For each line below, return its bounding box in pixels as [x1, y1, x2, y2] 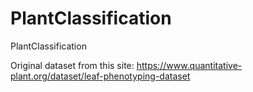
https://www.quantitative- [136, 59, 243, 71]
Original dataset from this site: [10, 59, 135, 71]
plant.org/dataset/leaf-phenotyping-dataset [10, 70, 191, 82]
